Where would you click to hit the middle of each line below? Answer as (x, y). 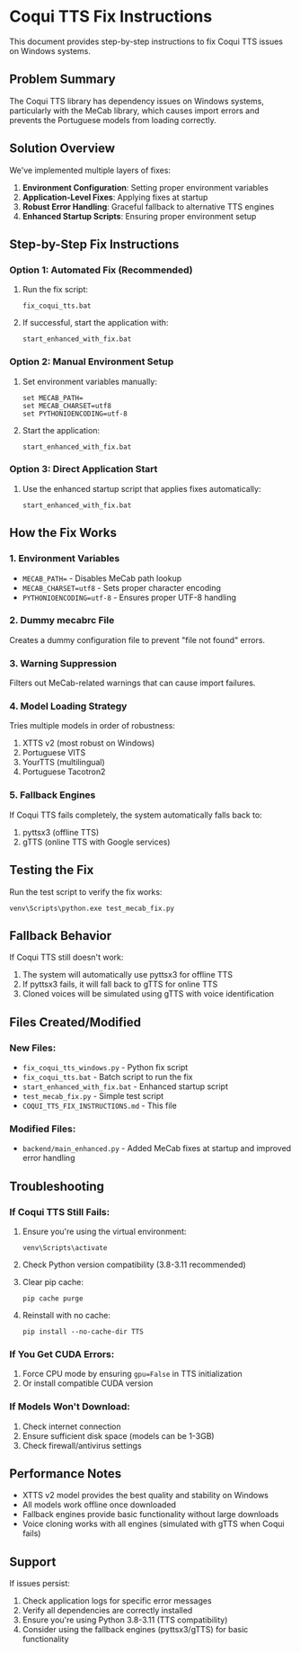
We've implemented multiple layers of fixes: (90, 170)
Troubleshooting (57, 1186)
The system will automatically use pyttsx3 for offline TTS (128, 975)
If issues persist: (40, 1584)
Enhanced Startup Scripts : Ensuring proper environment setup (139, 216)
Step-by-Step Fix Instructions (94, 244)
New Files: (33, 1048)
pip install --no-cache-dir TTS (83, 1332)
